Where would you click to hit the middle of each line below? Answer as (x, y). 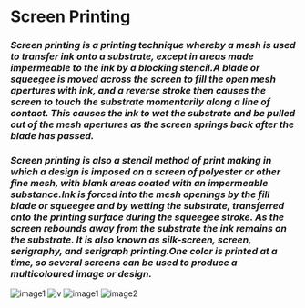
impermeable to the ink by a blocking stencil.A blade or (135, 68)
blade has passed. (52, 136)
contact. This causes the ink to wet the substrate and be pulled (153, 114)
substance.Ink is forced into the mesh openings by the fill (140, 194)
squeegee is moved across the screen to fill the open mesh (143, 79)
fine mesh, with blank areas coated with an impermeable (139, 184)
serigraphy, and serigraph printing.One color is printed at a (144, 252)
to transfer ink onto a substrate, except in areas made (132, 56)
